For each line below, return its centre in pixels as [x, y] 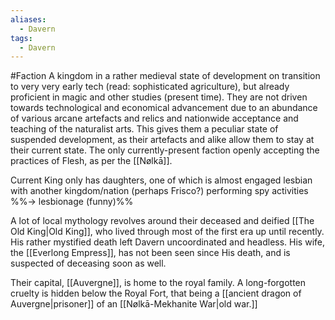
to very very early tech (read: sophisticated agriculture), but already [150, 87]
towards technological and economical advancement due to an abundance [164, 108]
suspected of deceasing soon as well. [88, 263]
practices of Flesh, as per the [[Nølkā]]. [91, 161]
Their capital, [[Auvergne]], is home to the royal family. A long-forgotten [158, 283]
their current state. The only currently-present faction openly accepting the [165, 150]
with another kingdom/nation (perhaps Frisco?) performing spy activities [159, 191]
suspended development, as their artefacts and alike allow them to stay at [162, 140]
